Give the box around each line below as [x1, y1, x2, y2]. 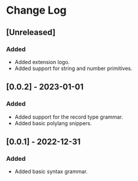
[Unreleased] [6, 27, 56, 37]
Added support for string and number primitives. [14, 65, 133, 72]
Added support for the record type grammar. [14, 113, 123, 120]
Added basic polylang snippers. [14, 119, 93, 126]
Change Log [6, 4, 67, 17]
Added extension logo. [14, 58, 70, 65]
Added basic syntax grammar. [14, 168, 88, 175]
